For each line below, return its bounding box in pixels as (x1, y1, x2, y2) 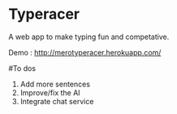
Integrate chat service (19, 96, 94, 106)
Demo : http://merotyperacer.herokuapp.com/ (8, 47, 162, 57)
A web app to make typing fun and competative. (8, 32, 170, 42)
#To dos (8, 63, 37, 73)
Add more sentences (19, 79, 91, 89)
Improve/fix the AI (19, 87, 80, 98)
